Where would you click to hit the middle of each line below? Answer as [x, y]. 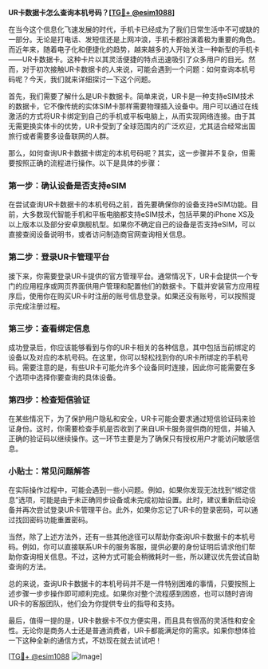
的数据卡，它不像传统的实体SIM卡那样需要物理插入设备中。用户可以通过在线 [134, 106]
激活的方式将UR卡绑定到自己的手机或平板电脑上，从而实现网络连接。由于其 [132, 116]
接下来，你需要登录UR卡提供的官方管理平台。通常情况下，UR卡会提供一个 [130, 276]
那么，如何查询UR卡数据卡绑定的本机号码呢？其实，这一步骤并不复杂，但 [128, 153]
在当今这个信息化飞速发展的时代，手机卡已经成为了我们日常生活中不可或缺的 [134, 30]
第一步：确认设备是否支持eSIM [67, 185]
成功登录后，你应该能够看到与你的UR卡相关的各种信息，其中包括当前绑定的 [132, 347]
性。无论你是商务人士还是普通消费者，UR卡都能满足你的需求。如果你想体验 [132, 631]
